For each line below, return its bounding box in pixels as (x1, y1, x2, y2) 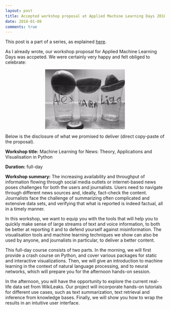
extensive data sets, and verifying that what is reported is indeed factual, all (5, 201, 163, 207)
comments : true (5, 24, 37, 29)
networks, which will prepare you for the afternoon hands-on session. (5, 268, 151, 275)
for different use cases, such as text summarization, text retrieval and (5, 289, 150, 295)
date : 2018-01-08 (5, 19, 42, 24)
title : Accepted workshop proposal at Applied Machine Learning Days (5, 13, 155, 19)
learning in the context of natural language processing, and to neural (5, 263, 148, 269)
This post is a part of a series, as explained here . (5, 38, 107, 45)
